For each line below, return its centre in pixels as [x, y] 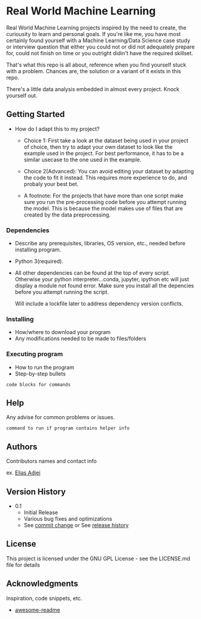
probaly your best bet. [51, 184]
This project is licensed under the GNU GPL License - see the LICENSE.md [98, 558]
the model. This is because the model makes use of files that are [103, 208]
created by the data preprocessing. [67, 215]
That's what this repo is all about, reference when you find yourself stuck [96, 65]
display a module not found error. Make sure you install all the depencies [104, 286]
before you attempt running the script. [62, 292]
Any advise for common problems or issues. [61, 417]
